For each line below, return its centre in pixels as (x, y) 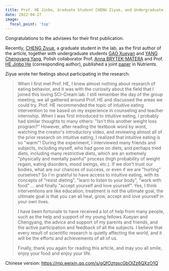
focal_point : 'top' (30, 24)
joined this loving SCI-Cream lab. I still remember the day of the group (90, 94)
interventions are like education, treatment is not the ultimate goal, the (90, 191)
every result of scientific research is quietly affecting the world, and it (90, 233)
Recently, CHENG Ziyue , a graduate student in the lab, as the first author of (83, 48)
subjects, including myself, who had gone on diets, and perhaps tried (89, 148)
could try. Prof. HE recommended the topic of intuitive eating (80, 105)
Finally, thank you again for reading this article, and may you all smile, (90, 248)
